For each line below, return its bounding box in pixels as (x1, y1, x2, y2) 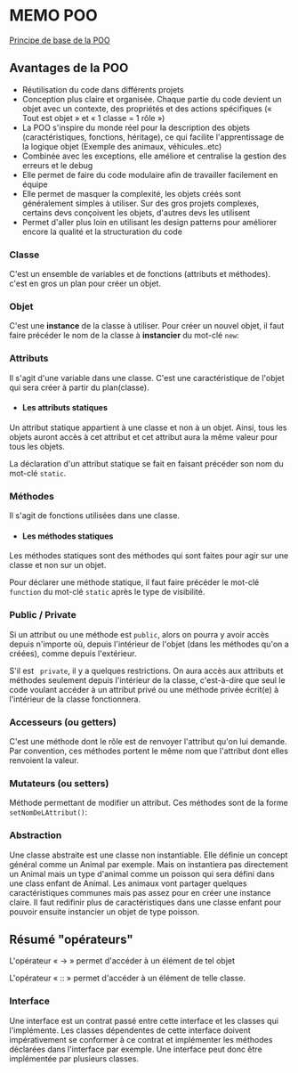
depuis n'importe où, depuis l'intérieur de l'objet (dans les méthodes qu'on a (9, 638, 289, 649)
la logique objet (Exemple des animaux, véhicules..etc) (21, 141, 222, 151)
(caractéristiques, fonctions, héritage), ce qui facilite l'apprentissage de (21, 131, 285, 142)
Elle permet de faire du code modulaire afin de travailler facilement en (21, 169, 278, 180)
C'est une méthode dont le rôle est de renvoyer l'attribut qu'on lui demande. (9, 736, 287, 746)
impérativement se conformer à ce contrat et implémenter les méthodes (9, 1034, 273, 1045)
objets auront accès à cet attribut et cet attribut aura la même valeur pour (9, 431, 278, 442)
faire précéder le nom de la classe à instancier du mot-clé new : (9, 330, 239, 341)
